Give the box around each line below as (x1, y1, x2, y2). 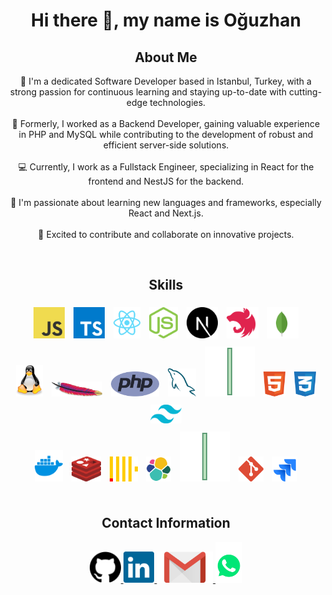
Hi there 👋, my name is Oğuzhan (31, 9, 301, 32)
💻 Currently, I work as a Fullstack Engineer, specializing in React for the (17, 161, 315, 173)
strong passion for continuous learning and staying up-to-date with (9, 86, 288, 98)
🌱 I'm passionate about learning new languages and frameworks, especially (10, 197, 322, 208)
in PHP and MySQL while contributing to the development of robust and (18, 129, 314, 140)
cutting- (289, 86, 323, 98)
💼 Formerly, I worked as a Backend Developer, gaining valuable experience (11, 118, 321, 129)
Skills (148, 277, 184, 294)
